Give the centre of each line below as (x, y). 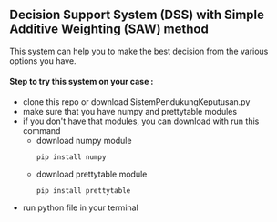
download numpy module (84, 141)
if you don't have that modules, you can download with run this (141, 121)
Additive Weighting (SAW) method (109, 30)
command (41, 131)
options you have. (43, 61)
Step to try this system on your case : (82, 82)
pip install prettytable (83, 191)
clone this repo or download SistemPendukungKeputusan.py (136, 102)
